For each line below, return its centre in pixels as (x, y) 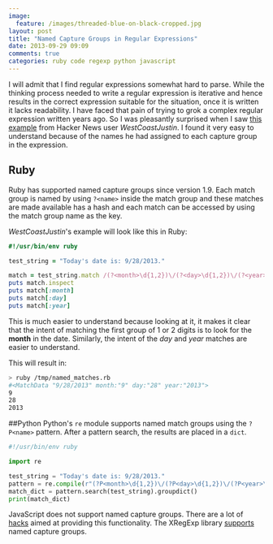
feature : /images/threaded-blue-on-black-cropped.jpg (108, 24)
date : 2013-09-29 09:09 (49, 46)
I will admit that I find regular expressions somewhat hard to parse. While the (136, 84)
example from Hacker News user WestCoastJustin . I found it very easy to (131, 127)
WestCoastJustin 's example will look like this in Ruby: (98, 231)
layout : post (30, 31)
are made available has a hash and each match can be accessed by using (132, 207)
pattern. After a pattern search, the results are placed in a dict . (141, 432)
